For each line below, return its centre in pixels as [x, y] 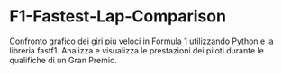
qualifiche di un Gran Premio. [63, 60]
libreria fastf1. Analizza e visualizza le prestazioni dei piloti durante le [136, 50]
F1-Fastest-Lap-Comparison [118, 16]
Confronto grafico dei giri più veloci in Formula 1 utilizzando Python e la [141, 41]
